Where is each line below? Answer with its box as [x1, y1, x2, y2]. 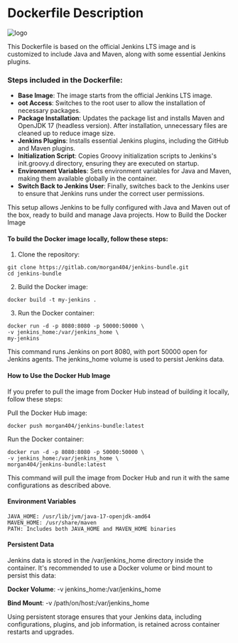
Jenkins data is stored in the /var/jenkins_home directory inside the [7, 556, 204, 565]
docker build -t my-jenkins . [7, 296, 97, 303]
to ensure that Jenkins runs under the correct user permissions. [17, 190, 205, 198]
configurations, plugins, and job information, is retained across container [7, 620, 220, 629]
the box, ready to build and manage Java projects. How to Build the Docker [7, 211, 227, 220]
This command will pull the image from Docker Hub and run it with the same [7, 473, 229, 482]
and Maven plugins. [17, 144, 76, 153]
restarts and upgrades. [7, 627, 75, 637]
